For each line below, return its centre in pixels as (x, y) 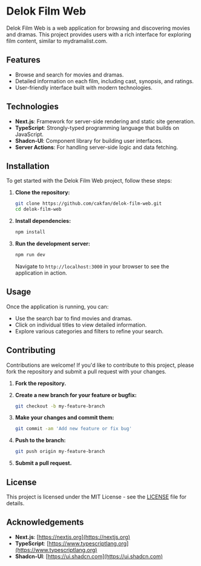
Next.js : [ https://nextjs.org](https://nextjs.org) (72, 537)
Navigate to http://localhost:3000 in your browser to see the (92, 266)
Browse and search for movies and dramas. (69, 75)
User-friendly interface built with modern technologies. (84, 87)
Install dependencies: (43, 221)
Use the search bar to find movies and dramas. (74, 318)
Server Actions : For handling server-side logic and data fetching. (97, 147)
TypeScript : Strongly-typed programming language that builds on (97, 128)
